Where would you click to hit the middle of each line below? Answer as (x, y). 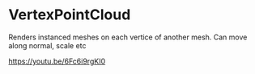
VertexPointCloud (70, 15)
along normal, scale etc (47, 45)
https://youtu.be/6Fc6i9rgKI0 (57, 61)
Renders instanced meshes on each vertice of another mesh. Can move (128, 37)
